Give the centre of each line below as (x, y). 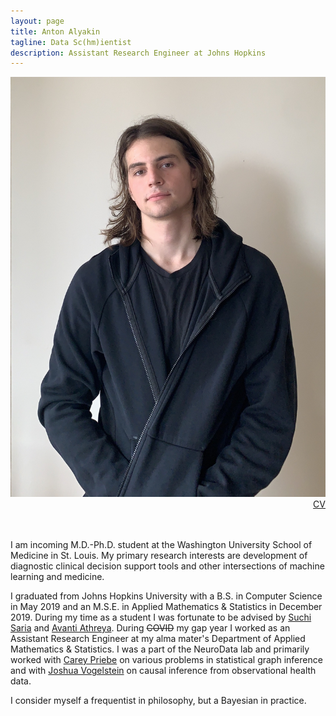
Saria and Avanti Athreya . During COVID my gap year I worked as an (150, 628)
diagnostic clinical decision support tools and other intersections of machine (167, 566)
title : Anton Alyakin (55, 31)
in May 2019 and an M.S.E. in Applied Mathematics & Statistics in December (166, 607)
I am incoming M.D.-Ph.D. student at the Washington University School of (161, 545)
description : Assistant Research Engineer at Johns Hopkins (138, 53)
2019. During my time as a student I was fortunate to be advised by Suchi (161, 617)
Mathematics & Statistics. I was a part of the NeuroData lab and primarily (160, 649)
